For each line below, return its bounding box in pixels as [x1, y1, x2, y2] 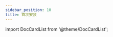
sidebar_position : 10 [5, 7, 52, 13]
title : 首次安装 [5, 12, 37, 17]
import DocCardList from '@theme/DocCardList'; [5, 26, 108, 32]
